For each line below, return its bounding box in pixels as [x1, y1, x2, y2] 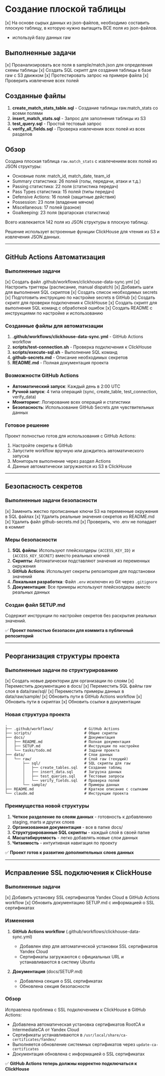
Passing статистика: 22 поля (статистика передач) [12, 184, 119, 190]
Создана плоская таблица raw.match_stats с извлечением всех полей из [5, 158, 157, 164]
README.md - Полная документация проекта [12, 360, 109, 366]
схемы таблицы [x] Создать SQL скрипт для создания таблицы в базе [5, 67, 151, 73]
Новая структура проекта [5, 711, 70, 718]
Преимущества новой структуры [5, 802, 89, 809]
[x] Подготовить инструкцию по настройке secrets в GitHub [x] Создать [5, 294, 156, 301]
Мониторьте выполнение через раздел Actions [12, 458, 111, 464]
